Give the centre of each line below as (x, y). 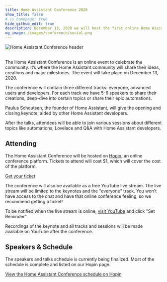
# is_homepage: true (27, 19)
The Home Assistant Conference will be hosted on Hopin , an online (74, 155)
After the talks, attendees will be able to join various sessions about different (83, 123)
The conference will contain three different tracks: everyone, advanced (78, 87)
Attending (21, 144)
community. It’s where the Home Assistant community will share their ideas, (83, 67)
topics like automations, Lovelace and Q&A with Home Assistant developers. (83, 128)
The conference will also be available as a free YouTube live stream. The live (83, 185)
